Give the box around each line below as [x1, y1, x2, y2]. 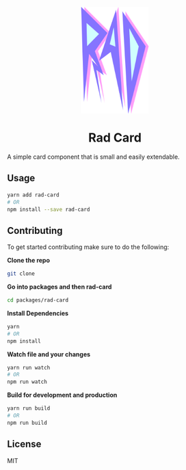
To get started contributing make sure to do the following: [7, 243, 170, 251]
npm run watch [7, 378, 48, 386]
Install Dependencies [7, 309, 69, 317]
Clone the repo [7, 257, 50, 265]
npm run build [7, 419, 48, 426]
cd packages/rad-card [7, 297, 69, 304]
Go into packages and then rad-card [7, 283, 112, 291]
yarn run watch [7, 364, 51, 371]
